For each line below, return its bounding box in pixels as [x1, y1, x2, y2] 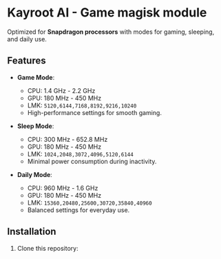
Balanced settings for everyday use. [27, 205, 130, 214]
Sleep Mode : [17, 122, 54, 130]
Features [7, 55, 46, 67]
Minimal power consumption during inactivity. [27, 157, 157, 165]
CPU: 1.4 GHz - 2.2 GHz [27, 86, 96, 94]
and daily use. [7, 34, 47, 43]
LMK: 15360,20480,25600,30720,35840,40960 [27, 198, 153, 207]
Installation [7, 226, 56, 238]
